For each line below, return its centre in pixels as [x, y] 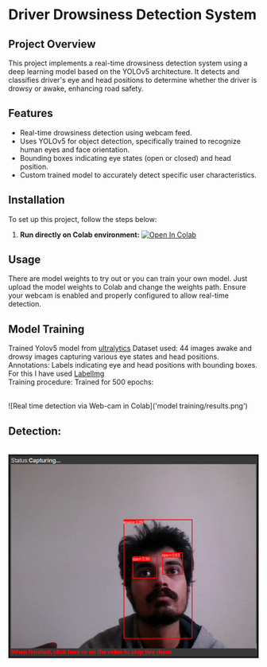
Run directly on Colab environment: [80, 234]
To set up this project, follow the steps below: [83, 219]
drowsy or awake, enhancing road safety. [76, 88]
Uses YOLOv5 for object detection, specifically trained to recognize [130, 141]
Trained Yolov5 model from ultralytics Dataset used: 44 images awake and [130, 349]
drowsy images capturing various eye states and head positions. [114, 357]
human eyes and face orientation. [75, 150]
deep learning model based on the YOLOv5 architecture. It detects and [124, 72]
